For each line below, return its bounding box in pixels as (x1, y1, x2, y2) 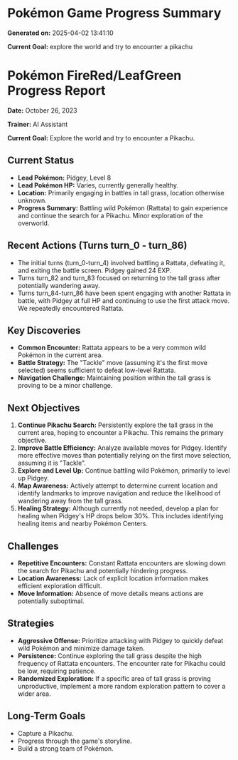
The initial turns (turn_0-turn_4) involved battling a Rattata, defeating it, (17, 258, 225, 267)
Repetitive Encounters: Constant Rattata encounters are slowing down (17, 558, 226, 568)
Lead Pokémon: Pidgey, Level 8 (17, 173, 112, 182)
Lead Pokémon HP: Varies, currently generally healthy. (17, 180, 179, 190)
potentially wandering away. (17, 281, 101, 289)
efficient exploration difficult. (17, 581, 102, 590)
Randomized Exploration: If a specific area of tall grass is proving (17, 674, 211, 682)
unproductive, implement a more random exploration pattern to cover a (17, 682, 226, 690)
